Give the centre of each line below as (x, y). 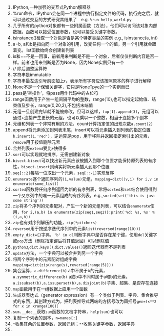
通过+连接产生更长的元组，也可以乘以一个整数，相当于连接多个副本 (80, 117)
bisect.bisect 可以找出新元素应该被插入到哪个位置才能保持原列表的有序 (84, 160)
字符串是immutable (32, 75)
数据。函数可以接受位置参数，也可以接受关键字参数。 (66, 32)
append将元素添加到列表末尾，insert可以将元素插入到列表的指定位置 (82, 130)
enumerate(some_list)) (36, 184)
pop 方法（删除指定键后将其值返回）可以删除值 (63, 241)
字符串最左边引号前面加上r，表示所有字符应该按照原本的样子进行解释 (82, 81)
